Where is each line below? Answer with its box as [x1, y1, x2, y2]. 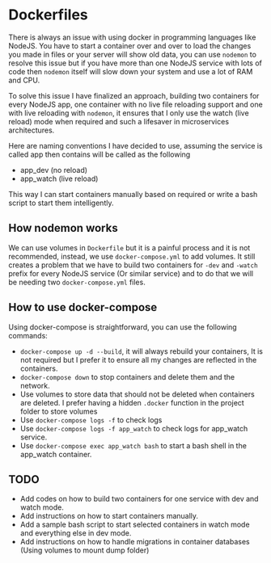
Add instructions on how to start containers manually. [19, 511, 199, 521]
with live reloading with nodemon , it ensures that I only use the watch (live [8, 107, 249, 118]
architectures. [8, 125, 55, 135]
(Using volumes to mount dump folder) [19, 545, 150, 555]
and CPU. [8, 75, 40, 85]
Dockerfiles [8, 6, 89, 24]
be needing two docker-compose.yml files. [8, 277, 146, 287]
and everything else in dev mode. [19, 528, 132, 538]
